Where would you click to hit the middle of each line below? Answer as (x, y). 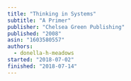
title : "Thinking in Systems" (52, 14)
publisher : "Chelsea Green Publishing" (66, 27)
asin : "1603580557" (36, 40)
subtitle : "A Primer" (39, 20)
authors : (20, 46)
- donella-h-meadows (44, 54)
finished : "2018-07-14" (42, 66)
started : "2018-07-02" (41, 60)
